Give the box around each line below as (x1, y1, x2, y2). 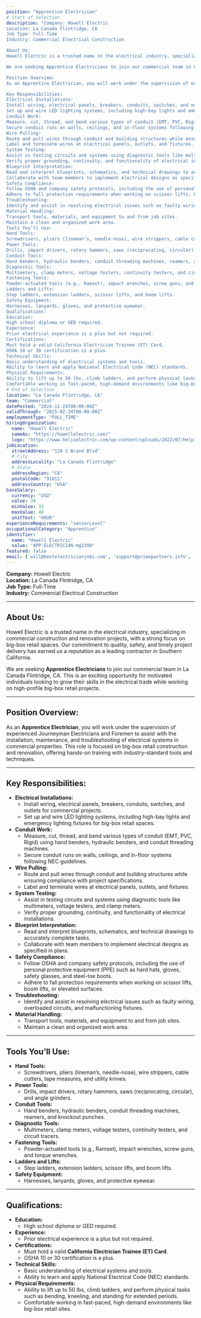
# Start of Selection (6, 14, 60, 20)
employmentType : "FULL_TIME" (6, 414, 79, 420)
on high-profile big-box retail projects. (6, 684, 100, 691)
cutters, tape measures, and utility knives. (23, 1075, 127, 1082)
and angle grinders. (23, 1094, 72, 1102)
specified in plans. (23, 947, 69, 954)
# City (11, 453, 28, 459)
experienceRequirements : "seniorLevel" (6, 520, 106, 526)
